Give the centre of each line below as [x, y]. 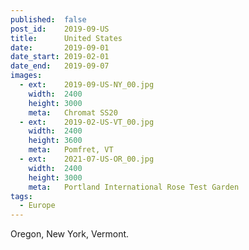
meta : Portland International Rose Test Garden [134, 187]
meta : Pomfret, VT [71, 150]
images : [26, 76]
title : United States [66, 38]
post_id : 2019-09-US [60, 29]
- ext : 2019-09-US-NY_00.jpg [87, 85]
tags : [21, 196]
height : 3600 [55, 141]
